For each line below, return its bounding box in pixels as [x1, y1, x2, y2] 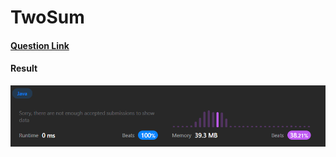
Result [10, 62, 38, 75]
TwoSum [10, 6, 85, 29]
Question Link [10, 39, 70, 51]
